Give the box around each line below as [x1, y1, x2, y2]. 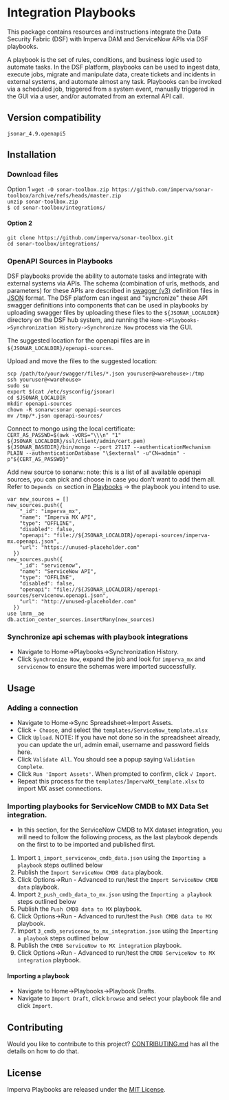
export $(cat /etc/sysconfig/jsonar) [7, 388, 116, 395]
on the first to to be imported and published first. [17, 841, 155, 849]
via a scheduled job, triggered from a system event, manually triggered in [7, 85, 215, 93]
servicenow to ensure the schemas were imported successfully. [17, 662, 197, 671]
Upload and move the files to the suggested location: [7, 356, 157, 365]
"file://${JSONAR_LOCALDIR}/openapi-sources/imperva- [53, 532, 211, 539]
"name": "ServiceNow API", [19, 568, 97, 575]
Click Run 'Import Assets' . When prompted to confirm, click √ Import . [17, 769, 217, 778]
